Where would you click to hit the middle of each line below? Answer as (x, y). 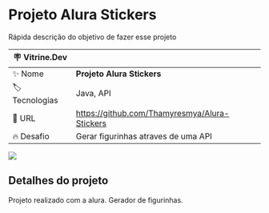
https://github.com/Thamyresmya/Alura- (153, 113)
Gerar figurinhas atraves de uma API (144, 136)
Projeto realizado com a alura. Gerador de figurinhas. (96, 200)
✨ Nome (28, 74)
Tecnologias (35, 100)
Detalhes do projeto (58, 181)
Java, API (93, 94)
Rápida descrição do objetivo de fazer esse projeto (92, 37)
